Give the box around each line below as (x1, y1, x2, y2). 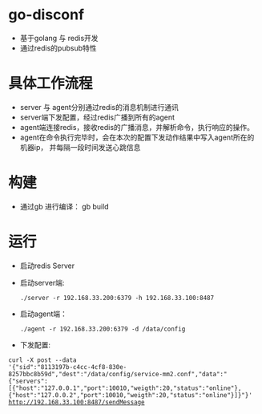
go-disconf (8, 6, 85, 24)
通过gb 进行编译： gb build (19, 201, 110, 211)
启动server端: (19, 278, 65, 287)
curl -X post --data (8, 355, 78, 364)
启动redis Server (19, 261, 75, 270)
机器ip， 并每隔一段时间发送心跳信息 (19, 142, 141, 152)
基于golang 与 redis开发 (19, 33, 99, 43)
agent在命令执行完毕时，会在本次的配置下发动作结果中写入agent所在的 (19, 132, 255, 142)
